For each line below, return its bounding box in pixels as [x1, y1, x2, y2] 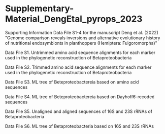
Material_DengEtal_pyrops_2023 [5, 13, 143, 25]
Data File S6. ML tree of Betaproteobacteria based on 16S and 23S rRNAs [5, 123, 154, 129]
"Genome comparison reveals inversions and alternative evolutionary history [5, 35, 161, 41]
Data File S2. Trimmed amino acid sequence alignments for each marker [5, 64, 152, 70]
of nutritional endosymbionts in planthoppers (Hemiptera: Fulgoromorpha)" [5, 40, 158, 46]
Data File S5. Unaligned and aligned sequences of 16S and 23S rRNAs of [5, 108, 153, 114]
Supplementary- [5, 3, 74, 14]
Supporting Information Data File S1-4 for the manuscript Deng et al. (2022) [5, 29, 159, 35]
